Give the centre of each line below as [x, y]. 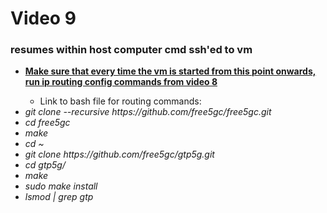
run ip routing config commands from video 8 [121, 82]
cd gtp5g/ [45, 165]
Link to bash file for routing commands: [120, 101]
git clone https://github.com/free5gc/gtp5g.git [119, 154]
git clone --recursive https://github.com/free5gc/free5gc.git [148, 112]
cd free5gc [47, 123]
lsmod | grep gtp [59, 197]
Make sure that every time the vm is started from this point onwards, [170, 71]
